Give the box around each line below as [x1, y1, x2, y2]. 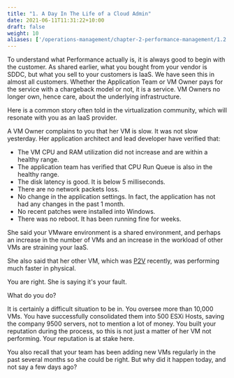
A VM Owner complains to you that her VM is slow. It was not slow [7, 127, 198, 136]
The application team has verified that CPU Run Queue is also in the [17, 163, 213, 171]
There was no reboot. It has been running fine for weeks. [17, 215, 182, 224]
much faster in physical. [7, 264, 77, 272]
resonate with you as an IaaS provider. [7, 113, 117, 122]
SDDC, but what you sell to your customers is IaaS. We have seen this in [7, 71, 215, 79]
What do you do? [7, 291, 57, 300]
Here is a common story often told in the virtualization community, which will [7, 106, 227, 115]
